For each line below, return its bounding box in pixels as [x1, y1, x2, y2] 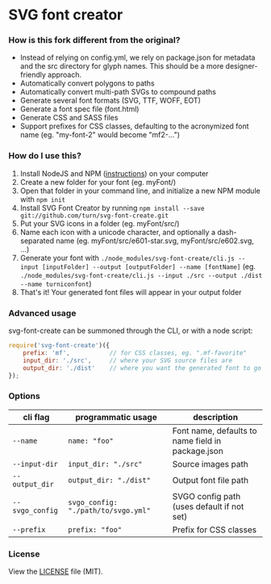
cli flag [23, 411, 50, 422]
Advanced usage [8, 307, 77, 318]
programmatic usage [75, 411, 157, 422]
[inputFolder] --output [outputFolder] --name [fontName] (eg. [41, 261, 256, 271]
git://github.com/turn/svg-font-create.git [19, 212, 169, 220]
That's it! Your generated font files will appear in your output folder [19, 287, 242, 296]
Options [8, 390, 40, 401]
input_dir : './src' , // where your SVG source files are [23, 356, 232, 364]
